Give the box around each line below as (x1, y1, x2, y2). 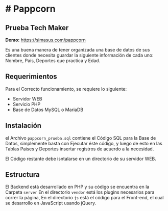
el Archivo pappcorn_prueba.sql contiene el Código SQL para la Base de (5, 135, 156, 141)
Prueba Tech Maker (5, 23, 69, 32)
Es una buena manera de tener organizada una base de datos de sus (5, 47, 150, 52)
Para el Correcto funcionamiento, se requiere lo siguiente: (5, 86, 127, 92)
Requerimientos (5, 72, 57, 81)
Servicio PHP (12, 101, 41, 107)
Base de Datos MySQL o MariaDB (12, 107, 83, 113)
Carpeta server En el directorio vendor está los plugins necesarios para (5, 189, 155, 195)
